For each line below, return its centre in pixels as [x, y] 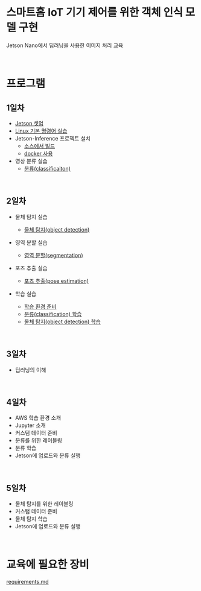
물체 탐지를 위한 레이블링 [44, 504]
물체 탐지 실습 [31, 216]
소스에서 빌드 [40, 146]
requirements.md [28, 582]
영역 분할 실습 [31, 242]
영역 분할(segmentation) [53, 255]
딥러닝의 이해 [30, 370]
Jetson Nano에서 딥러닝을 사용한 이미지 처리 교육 [65, 45]
